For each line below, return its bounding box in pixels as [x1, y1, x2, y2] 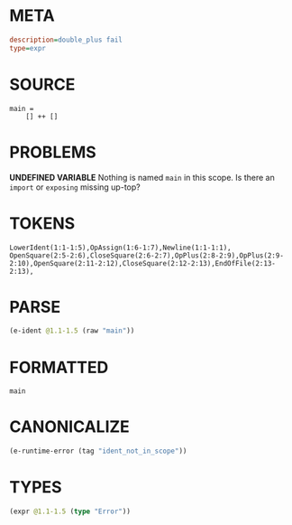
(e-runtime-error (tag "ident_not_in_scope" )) [9, 446, 187, 456]
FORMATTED [9, 357, 109, 378]
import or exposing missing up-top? [9, 182, 141, 192]
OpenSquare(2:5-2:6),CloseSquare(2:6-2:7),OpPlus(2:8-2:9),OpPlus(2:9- [9, 250, 284, 260]
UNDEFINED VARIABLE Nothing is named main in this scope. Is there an [9, 172, 275, 183]
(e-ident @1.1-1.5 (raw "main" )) [9, 326, 135, 335]
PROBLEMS [9, 142, 96, 163]
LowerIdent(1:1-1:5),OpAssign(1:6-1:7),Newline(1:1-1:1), [9, 243, 232, 252]
